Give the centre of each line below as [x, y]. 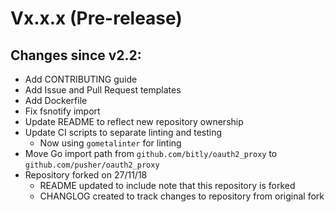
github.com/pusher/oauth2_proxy [92, 165]
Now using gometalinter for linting [110, 143]
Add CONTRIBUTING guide [81, 79]
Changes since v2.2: [76, 55]
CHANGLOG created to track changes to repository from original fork [182, 196]
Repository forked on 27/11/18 [86, 175]
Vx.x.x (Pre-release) [96, 18]
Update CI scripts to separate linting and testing [123, 132]
